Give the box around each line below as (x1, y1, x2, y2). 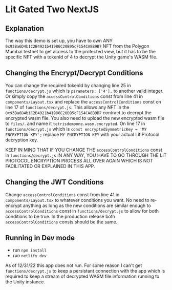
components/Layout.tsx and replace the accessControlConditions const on (5, 98, 161, 105)
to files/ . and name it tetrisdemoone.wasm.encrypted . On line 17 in (5, 120, 145, 127)
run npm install (12, 247, 47, 253)
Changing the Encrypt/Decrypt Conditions (5, 69, 143, 77)
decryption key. (5, 137, 38, 143)
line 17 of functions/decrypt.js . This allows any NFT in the (5, 104, 130, 110)
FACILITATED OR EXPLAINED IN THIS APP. (5, 163, 96, 169)
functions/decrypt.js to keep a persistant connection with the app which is (5, 268, 165, 274)
